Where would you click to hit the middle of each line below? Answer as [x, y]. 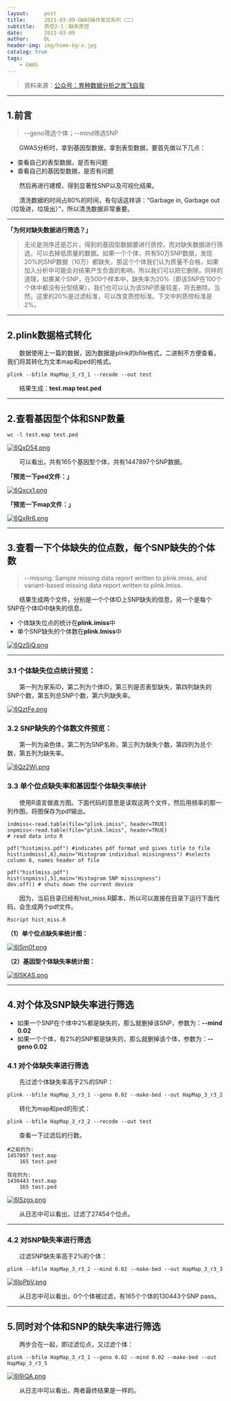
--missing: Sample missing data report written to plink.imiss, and [115, 578]
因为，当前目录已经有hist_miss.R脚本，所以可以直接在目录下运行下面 [117, 898]
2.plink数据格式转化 [49, 335]
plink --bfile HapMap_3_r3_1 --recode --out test [80, 375]
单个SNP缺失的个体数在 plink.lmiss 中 [69, 631]
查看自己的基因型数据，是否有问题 [65, 171]
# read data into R [35, 836]
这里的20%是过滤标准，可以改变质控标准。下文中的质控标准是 [124, 296]
